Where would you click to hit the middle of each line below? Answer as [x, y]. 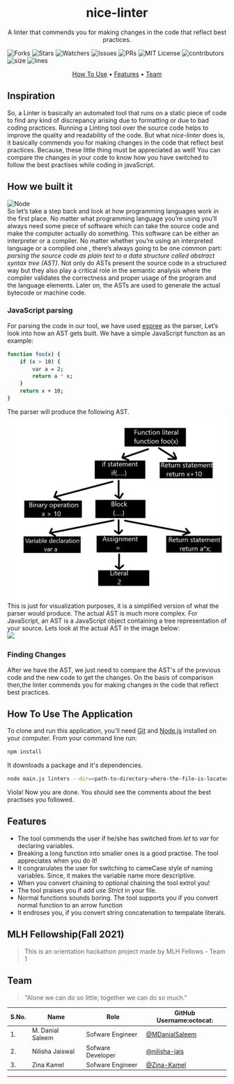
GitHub [185, 1013]
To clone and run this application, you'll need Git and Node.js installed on [112, 731]
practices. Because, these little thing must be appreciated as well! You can [114, 150]
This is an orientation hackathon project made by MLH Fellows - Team [125, 951]
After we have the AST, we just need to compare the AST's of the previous [114, 670]
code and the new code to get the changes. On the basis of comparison [110, 677]
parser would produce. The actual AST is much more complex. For [102, 614]
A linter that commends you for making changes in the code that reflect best [117, 32]
